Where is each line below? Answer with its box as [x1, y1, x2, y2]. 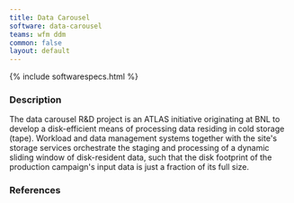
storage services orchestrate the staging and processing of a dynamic [9, 143, 270, 154]
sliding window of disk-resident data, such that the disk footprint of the [9, 152, 272, 163]
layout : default [9, 47, 70, 56]
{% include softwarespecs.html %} [9, 71, 139, 82]
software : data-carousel [9, 22, 102, 31]
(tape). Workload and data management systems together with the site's [9, 133, 277, 144]
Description [9, 93, 62, 106]
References [9, 184, 61, 197]
